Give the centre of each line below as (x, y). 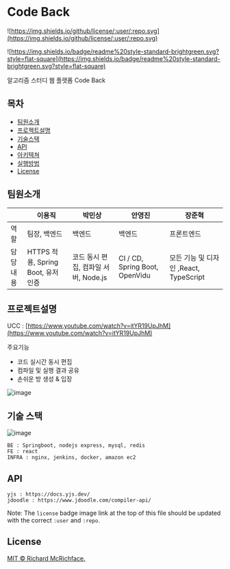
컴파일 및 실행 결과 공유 (48, 370)
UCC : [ (17, 326)
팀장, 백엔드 (45, 234)
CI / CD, (131, 258)
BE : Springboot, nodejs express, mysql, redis (76, 446)
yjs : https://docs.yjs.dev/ (49, 494)
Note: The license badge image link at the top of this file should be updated (114, 513)
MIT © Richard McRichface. (46, 558)
